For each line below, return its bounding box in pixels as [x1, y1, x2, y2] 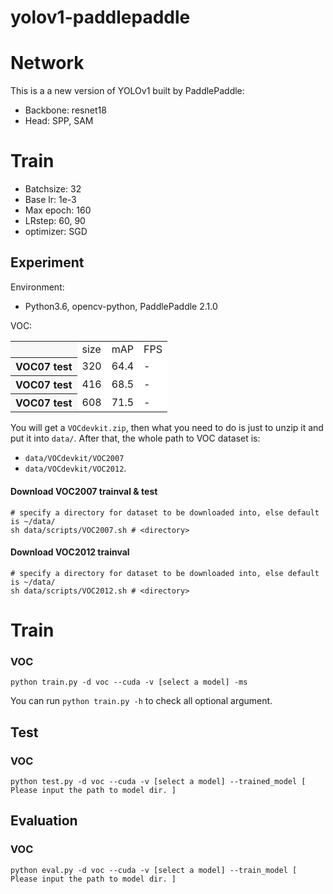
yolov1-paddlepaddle [10, 6, 191, 29]
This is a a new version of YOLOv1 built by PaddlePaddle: [10, 85, 245, 97]
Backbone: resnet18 [24, 104, 107, 116]
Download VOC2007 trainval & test [10, 485, 158, 497]
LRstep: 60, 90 [24, 215, 86, 227]
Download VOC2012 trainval [10, 546, 130, 558]
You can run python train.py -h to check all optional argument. [10, 695, 273, 707]
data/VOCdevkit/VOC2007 [24, 454, 125, 464]
